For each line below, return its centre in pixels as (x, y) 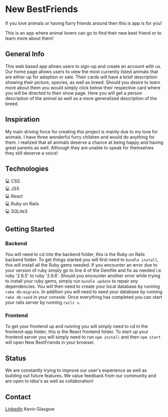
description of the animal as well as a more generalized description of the (81, 98)
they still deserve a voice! (32, 153)
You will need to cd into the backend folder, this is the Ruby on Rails (75, 255)
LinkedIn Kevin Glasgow (30, 409)
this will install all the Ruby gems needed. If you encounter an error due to (81, 265)
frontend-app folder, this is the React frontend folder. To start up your (77, 332)
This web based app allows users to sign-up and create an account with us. (83, 66)
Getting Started (30, 229)
